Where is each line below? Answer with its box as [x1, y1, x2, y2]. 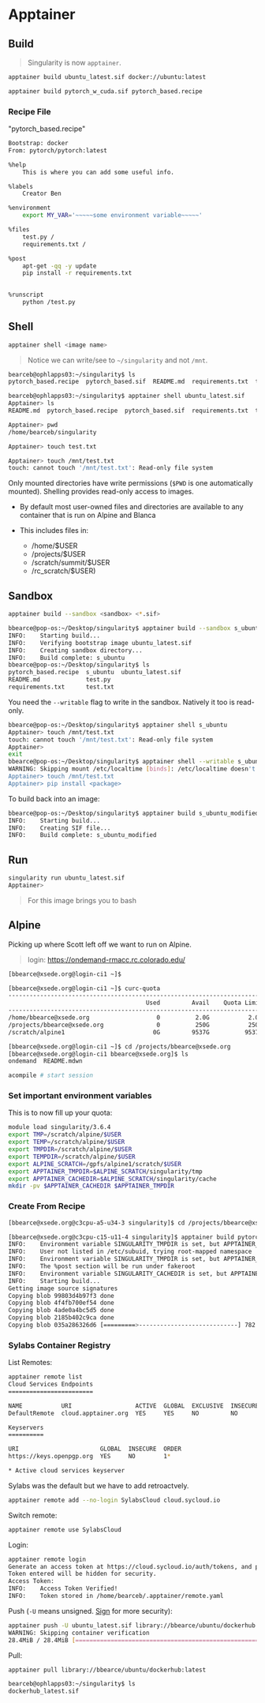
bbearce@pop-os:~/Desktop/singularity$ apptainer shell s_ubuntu [8, 721, 227, 729]
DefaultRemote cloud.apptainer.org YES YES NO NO [8, 1409, 238, 1417]
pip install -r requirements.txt [22, 269, 132, 277]
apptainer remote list [8, 1373, 83, 1381]
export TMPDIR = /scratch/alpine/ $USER [8, 1146, 132, 1153]
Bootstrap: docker [8, 140, 69, 148]
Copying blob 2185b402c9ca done [8, 1314, 114, 1322]
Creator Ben [22, 189, 62, 198]
